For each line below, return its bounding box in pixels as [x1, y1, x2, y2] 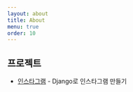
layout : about [7, 10, 49, 17]
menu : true [7, 23, 39, 30]
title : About [7, 17, 45, 24]
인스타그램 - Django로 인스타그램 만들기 [17, 77, 127, 86]
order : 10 [7, 29, 36, 37]
